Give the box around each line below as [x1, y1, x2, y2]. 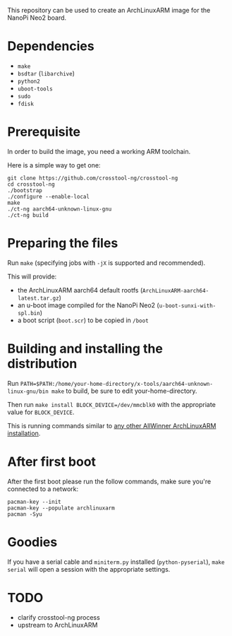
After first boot [7, 454, 97, 469]
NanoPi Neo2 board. [7, 13, 67, 22]
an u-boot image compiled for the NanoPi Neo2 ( [17, 300, 160, 310]
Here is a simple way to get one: [7, 160, 101, 169]
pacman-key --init [7, 498, 61, 505]
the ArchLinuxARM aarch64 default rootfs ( [17, 285, 143, 294]
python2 [17, 78, 40, 85]
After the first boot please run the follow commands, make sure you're [7, 477, 212, 485]
